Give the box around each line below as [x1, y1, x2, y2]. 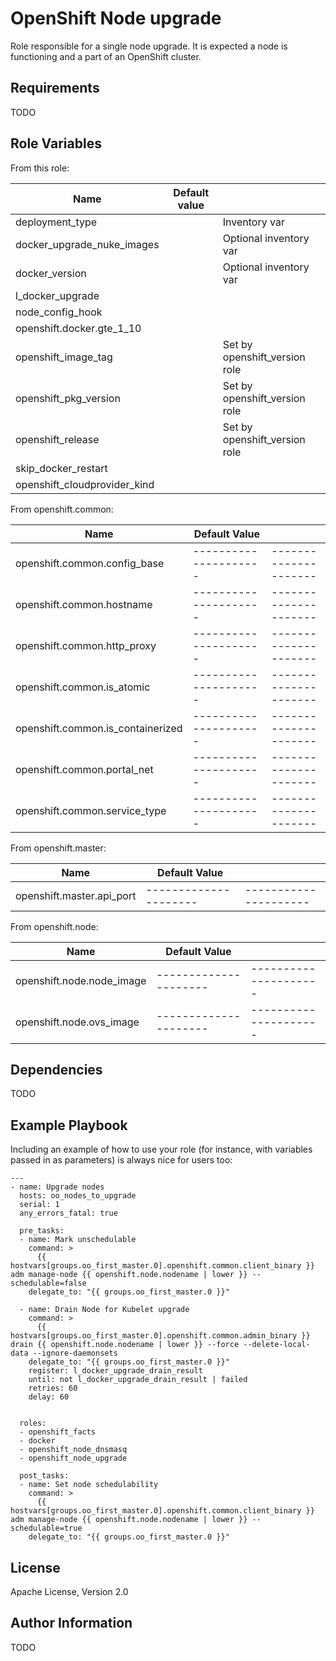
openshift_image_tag [15, 350, 113, 364]
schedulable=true [10, 1523, 83, 1534]
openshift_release [15, 432, 100, 446]
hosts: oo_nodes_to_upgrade [19, 1191, 137, 1201]
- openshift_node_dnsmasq [19, 1445, 128, 1455]
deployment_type [15, 215, 98, 229]
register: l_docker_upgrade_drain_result [28, 1366, 203, 1376]
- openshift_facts [19, 1427, 97, 1437]
